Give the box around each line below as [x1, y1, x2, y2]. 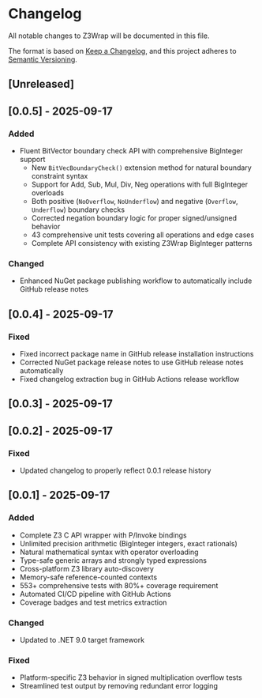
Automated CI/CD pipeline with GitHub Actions [19, 589, 171, 598]
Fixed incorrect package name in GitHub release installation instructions [19, 349, 254, 358]
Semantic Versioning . [8, 55, 77, 64]
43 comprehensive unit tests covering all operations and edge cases [31, 230, 255, 240]
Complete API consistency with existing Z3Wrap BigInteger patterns [31, 239, 253, 248]
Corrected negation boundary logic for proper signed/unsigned [31, 213, 238, 223]
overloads [31, 188, 65, 198]
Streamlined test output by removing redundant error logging [19, 681, 219, 691]
